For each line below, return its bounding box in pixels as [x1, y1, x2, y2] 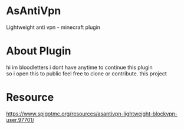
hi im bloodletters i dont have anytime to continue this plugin [6, 64, 153, 71]
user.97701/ [6, 116, 35, 123]
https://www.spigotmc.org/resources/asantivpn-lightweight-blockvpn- [6, 110, 178, 117]
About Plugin [6, 44, 71, 58]
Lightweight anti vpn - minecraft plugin [6, 24, 101, 31]
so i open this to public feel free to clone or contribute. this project [6, 70, 167, 77]
